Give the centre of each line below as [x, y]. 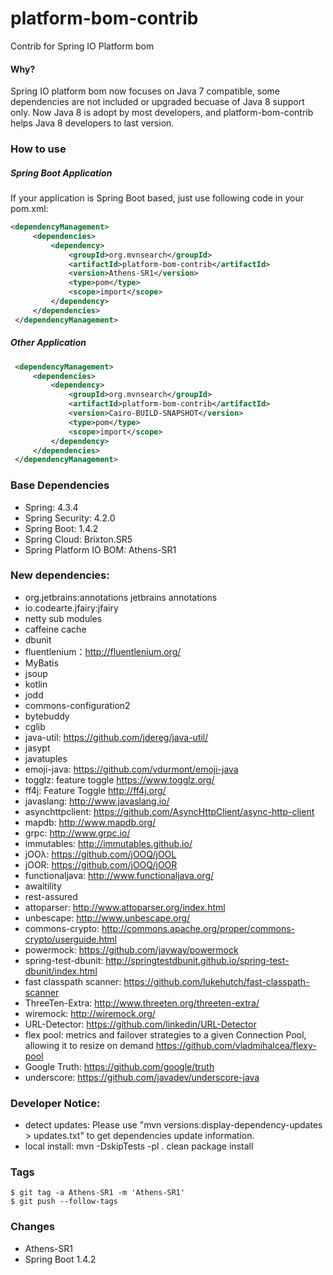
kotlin [36, 684]
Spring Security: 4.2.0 [70, 518]
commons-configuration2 [77, 705]
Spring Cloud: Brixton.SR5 [78, 539]
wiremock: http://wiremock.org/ [90, 1013]
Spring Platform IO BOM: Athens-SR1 [100, 549]
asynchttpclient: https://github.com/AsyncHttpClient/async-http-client [169, 811]
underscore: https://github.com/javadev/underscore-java [142, 1077]
